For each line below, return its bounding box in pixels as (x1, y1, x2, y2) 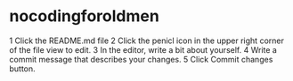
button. (9, 63, 36, 74)
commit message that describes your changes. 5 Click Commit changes (9, 54, 273, 64)
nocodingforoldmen (9, 6, 160, 26)
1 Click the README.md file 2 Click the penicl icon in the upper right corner (9, 35, 285, 46)
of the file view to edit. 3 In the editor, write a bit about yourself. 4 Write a (9, 44, 278, 55)
